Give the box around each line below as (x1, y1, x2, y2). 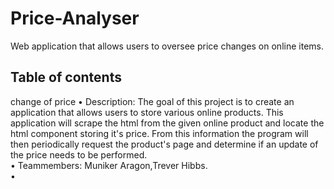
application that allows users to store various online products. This (10, 106, 284, 118)
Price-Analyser (10, 7, 140, 30)
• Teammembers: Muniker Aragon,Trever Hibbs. (10, 159, 208, 171)
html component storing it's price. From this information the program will (10, 127, 309, 139)
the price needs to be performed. (10, 148, 148, 161)
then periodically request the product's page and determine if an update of (10, 138, 319, 150)
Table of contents (10, 69, 122, 86)
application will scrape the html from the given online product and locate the (10, 117, 325, 129)
